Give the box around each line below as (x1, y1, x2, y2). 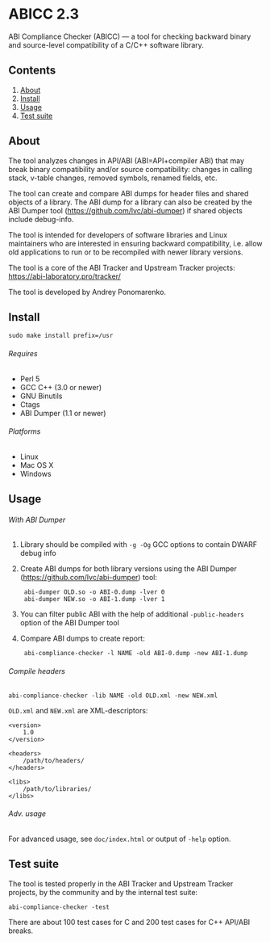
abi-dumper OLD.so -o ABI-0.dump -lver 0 (23, 588, 165, 596)
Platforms (8, 427, 41, 436)
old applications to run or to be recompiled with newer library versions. (8, 247, 243, 257)
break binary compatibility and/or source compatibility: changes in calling (8, 164, 252, 174)
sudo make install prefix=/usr (8, 332, 114, 340)
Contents (8, 64, 56, 78)
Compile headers (8, 666, 66, 675)
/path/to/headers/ (23, 756, 85, 764)
